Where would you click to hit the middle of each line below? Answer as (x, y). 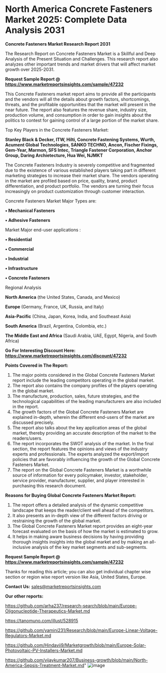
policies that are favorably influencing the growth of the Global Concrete (86, 459)
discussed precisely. (33, 422)
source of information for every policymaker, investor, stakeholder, (80, 475)
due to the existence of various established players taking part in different (81, 170)
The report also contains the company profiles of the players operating (84, 385)
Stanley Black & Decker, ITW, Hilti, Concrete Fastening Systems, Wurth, (80, 139)
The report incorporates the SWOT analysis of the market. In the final (83, 443)
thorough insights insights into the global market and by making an (80, 541)
